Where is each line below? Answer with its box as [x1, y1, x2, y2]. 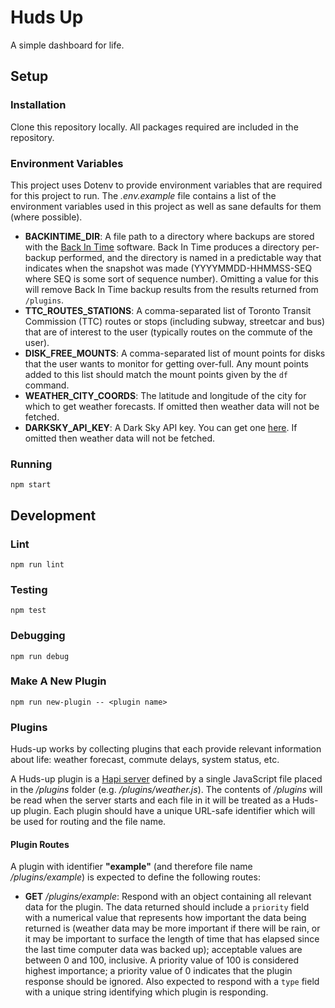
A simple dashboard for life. [10, 39, 125, 51]
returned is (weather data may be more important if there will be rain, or [24, 922, 321, 935]
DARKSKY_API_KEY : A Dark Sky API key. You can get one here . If [24, 421, 298, 433]
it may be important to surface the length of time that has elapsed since [24, 933, 320, 945]
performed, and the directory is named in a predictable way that [58, 251, 322, 263]
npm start [10, 480, 52, 490]
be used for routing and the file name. [10, 816, 167, 828]
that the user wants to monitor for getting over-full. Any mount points [24, 357, 309, 370]
